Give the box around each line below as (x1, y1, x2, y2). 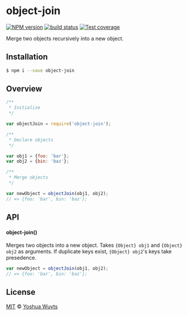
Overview (6, 84, 43, 94)
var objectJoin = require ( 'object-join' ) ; (6, 121, 111, 127)
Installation (6, 52, 48, 62)
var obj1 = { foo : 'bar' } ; (6, 153, 69, 159)
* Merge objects (8, 174, 49, 180)
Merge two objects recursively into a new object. (6, 35, 124, 42)
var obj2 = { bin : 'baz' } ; (6, 159, 69, 164)
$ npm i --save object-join (6, 68, 75, 73)
